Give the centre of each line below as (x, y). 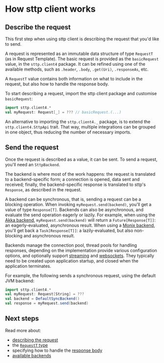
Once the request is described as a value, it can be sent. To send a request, (81, 159)
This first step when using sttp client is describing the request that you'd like (82, 39)
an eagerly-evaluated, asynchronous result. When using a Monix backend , (80, 225)
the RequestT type (30, 345)
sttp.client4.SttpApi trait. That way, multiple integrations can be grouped (80, 127)
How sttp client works (50, 9)
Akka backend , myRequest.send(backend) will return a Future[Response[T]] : (80, 220)
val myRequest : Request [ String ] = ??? (45, 294)
